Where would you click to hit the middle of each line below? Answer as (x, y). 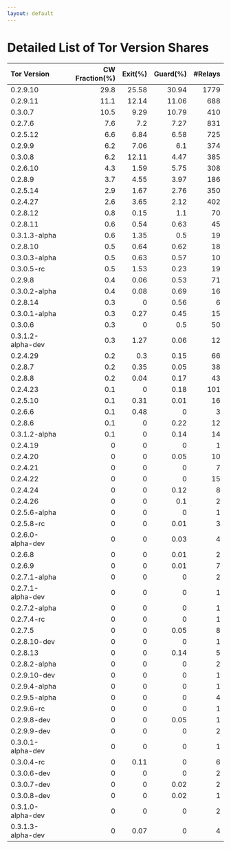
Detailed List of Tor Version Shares (108, 47)
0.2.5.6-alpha (33, 512)
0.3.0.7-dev (31, 784)
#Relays (207, 74)
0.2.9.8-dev (31, 720)
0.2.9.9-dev (31, 731)
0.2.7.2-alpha (33, 608)
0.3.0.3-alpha (33, 258)
